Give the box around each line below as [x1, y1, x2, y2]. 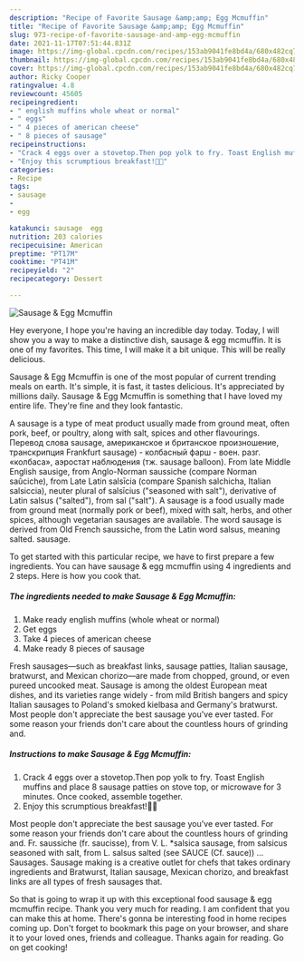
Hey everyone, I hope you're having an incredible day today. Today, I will [9, 324, 280, 336]
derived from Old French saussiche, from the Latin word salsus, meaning [9, 524, 280, 535]
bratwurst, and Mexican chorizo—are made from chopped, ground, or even [9, 670, 290, 681]
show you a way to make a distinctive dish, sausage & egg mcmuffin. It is [9, 334, 282, 345]
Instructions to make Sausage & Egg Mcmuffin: [9, 749, 192, 760]
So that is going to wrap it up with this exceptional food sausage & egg [9, 893, 272, 904]
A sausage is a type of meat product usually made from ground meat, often [9, 417, 290, 428]
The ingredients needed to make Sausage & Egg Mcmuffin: [9, 591, 237, 602]
